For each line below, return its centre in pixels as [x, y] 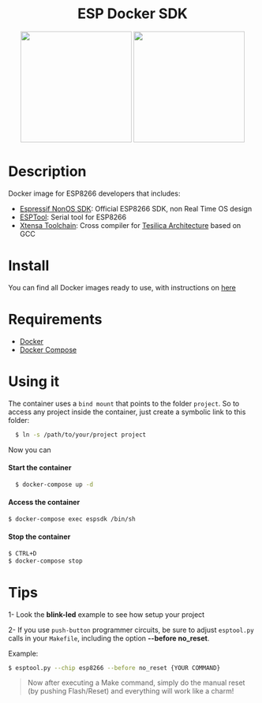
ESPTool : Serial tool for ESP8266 [73, 217]
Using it [34, 381]
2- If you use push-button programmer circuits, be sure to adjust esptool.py [131, 630]
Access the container [44, 503]
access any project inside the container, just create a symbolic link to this [127, 412]
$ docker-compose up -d [54, 484]
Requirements [55, 320]
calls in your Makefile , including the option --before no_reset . [109, 638]
